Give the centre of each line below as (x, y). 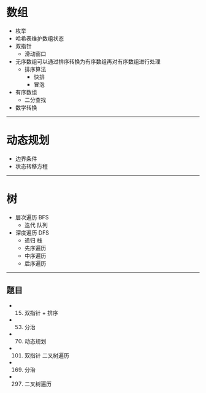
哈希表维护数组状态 (40, 38)
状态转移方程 (31, 166)
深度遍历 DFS (32, 232)
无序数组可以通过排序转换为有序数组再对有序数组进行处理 (88, 61)
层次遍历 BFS (32, 217)
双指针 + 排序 (41, 313)
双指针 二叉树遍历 (47, 355)
